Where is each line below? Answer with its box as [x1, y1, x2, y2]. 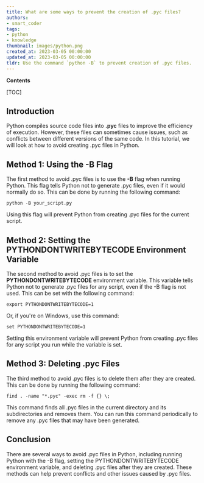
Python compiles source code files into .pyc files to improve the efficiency [6, 122, 193, 130]
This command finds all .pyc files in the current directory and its [6, 403, 166, 411]
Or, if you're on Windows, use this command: [6, 312, 119, 319]
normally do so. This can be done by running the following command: [6, 188, 181, 196]
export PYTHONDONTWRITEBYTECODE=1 [6, 301, 94, 308]
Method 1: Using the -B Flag [6, 159, 113, 169]
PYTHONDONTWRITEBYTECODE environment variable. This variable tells [6, 277, 194, 284]
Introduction [6, 106, 55, 116]
